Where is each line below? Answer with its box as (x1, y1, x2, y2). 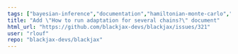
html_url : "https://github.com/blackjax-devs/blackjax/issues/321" (7, 23, 211, 30)
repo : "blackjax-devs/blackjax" (7, 36, 103, 43)
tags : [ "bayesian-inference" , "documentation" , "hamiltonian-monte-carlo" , (7, 10, 230, 18)
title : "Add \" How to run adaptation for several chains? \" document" (7, 17, 220, 24)
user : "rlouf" (7, 29, 50, 37)
